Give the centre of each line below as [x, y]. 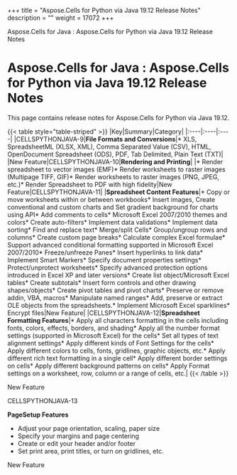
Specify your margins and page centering [78, 436]
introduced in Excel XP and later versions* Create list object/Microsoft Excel [118, 275]
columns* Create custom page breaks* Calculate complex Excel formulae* [116, 237]
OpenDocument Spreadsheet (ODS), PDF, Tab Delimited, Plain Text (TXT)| [115, 154]
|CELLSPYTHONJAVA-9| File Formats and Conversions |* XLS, [105, 139]
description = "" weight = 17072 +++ [61, 18]
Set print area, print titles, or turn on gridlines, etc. [91, 451]
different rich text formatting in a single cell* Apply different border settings [117, 358]
